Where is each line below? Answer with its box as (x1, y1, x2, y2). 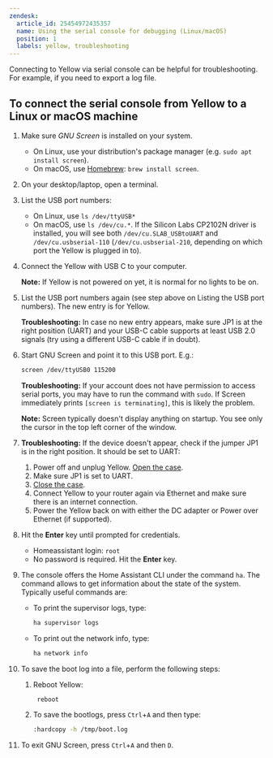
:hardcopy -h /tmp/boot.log (32, 726, 128, 734)
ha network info (32, 649, 88, 657)
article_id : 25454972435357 (16, 19, 112, 28)
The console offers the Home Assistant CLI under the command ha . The (20, 570, 260, 579)
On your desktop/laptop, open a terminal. (20, 180, 159, 189)
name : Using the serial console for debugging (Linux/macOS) (16, 27, 228, 35)
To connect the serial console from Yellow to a (9, 97, 247, 110)
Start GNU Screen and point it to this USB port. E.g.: (20, 350, 194, 360)
